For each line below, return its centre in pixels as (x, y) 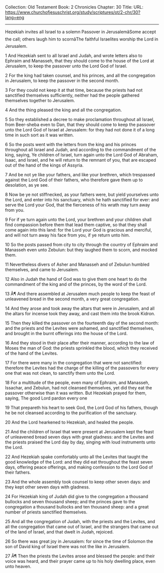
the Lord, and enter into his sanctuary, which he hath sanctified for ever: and (82, 200)
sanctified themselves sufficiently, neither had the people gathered (72, 95)
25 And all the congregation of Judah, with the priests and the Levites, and (80, 521)
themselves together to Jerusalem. (40, 100)
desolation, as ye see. (27, 185)
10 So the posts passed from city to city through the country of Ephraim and (81, 244)
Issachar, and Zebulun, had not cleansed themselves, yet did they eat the (79, 388)
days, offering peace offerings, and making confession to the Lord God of (79, 467)
